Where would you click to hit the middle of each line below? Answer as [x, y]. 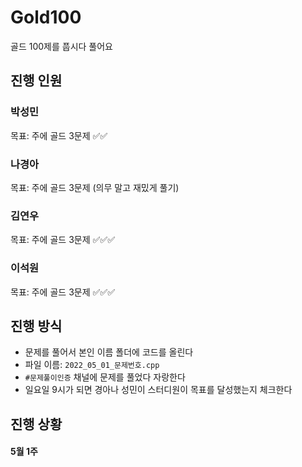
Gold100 [46, 17]
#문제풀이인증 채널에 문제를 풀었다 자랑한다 [105, 377]
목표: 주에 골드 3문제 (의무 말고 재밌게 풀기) [95, 187]
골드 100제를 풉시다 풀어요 [61, 46]
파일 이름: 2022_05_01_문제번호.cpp [92, 365]
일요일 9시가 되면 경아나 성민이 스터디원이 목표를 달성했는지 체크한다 [158, 390]
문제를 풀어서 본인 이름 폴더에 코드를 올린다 [109, 352]
